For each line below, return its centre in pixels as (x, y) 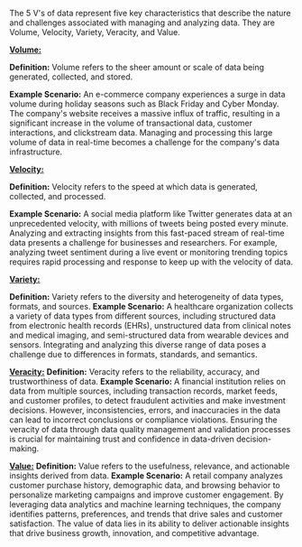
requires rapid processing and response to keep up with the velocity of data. (151, 262)
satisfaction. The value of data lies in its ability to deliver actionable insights (150, 524)
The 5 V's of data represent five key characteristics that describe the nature (150, 13)
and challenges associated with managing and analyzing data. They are (142, 23)
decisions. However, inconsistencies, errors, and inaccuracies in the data (145, 410)
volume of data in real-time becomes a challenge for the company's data (145, 142)
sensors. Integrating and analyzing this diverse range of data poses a (138, 345)
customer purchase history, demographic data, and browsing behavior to (145, 485)
